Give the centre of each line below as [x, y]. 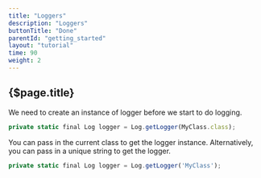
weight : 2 [25, 61]
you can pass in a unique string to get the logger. [90, 151]
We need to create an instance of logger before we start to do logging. [125, 112]
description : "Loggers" [48, 23]
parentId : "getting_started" [57, 38]
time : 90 [23, 53]
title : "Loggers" [37, 16]
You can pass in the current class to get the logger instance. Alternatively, [131, 142]
